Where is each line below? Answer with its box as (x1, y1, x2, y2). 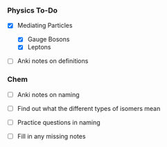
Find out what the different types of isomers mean (17, 104, 161, 112)
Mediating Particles (17, 21, 73, 30)
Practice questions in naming (17, 118, 100, 126)
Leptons (27, 43, 51, 51)
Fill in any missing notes (17, 132, 86, 141)
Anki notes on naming (17, 90, 80, 98)
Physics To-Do (7, 6, 58, 15)
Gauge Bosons (27, 35, 70, 44)
